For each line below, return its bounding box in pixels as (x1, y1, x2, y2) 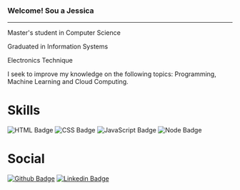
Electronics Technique (7, 56, 74, 65)
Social (7, 151, 45, 167)
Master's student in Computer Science (7, 28, 121, 37)
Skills (7, 102, 41, 119)
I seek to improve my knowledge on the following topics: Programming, (7, 70, 216, 78)
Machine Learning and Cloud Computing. (7, 78, 129, 86)
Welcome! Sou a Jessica (7, 6, 94, 16)
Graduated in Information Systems (7, 42, 109, 51)
